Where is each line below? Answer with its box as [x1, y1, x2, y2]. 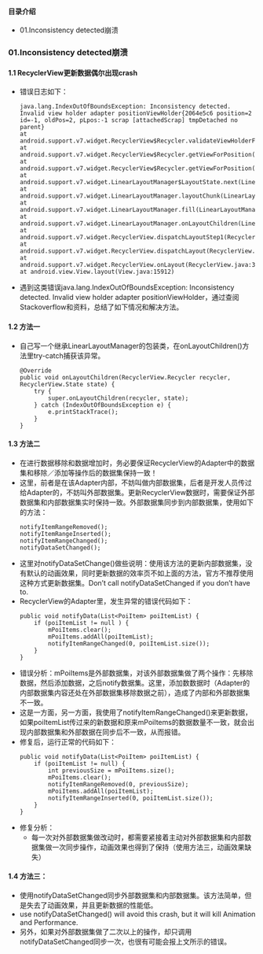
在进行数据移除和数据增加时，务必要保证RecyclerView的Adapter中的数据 [19, 458, 255, 468]
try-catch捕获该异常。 [33, 350, 105, 361]
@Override [19, 366, 53, 375]
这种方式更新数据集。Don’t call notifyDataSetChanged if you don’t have [19, 578, 250, 587]
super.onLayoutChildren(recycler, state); [48, 394, 189, 402]
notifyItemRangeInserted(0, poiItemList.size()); [48, 794, 214, 802]
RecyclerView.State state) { [19, 380, 115, 388]
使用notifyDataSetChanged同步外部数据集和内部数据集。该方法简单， [19, 890, 245, 900]
